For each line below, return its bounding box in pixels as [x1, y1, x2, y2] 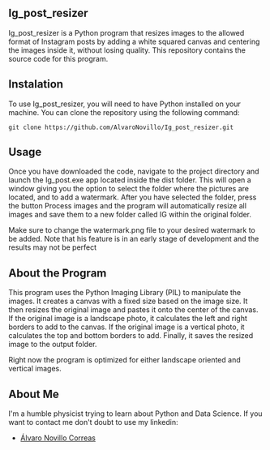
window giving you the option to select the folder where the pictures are [8, 184, 250, 194]
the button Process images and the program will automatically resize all [8, 201, 247, 211]
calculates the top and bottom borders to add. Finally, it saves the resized [8, 331, 254, 341]
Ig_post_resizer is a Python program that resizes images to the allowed [8, 28, 245, 37]
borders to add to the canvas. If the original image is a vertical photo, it [8, 322, 245, 332]
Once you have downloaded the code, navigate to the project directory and [8, 166, 259, 177]
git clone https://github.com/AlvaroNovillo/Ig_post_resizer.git [8, 123, 234, 131]
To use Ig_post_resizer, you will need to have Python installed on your [8, 99, 241, 109]
